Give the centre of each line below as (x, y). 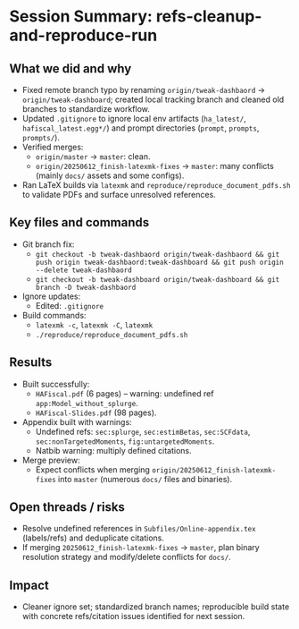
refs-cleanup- (209, 17)
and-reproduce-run (83, 35)
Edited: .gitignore (70, 305)
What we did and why (71, 68)
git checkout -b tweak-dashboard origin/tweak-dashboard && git (158, 279)
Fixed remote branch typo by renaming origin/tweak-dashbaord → (144, 90)
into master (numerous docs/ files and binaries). (145, 479)
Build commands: (54, 315)
